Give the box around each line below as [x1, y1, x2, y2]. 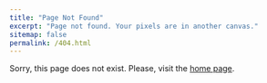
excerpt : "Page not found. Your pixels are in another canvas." [9, 22, 259, 31]
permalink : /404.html [9, 38, 92, 48]
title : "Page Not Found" [9, 13, 104, 23]
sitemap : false [9, 30, 67, 39]
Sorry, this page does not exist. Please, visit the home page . [9, 63, 235, 74]
